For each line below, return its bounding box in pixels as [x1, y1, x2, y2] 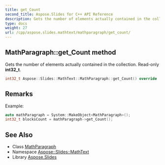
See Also [5, 131, 33, 139]
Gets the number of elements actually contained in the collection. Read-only [5, 61, 159, 67]
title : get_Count [5, 7, 41, 12]
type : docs [5, 21, 27, 26]
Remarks [5, 90, 33, 99]
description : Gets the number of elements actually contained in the [5, 16, 151, 21]
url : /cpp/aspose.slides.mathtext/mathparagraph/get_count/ [5, 30, 131, 35]
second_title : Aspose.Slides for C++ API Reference [5, 12, 113, 17]
